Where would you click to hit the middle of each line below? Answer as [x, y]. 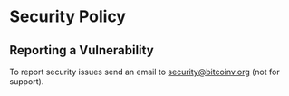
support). [27, 82]
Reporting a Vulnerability [82, 50]
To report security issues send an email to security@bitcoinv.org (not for [144, 72]
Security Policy [68, 17]
